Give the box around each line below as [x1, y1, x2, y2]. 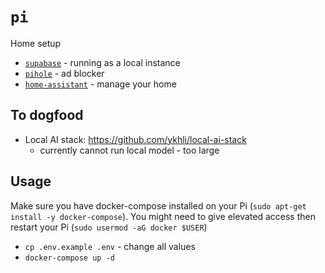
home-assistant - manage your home [24, 78, 177, 90]
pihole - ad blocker [24, 67, 105, 79]
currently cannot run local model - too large [39, 144, 220, 156]
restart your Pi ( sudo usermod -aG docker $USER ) [10, 221, 208, 233]
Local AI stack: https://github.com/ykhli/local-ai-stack [24, 133, 247, 145]
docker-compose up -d [24, 253, 115, 263]
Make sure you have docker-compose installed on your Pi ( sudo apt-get [10, 199, 307, 212]
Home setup [10, 37, 62, 49]
